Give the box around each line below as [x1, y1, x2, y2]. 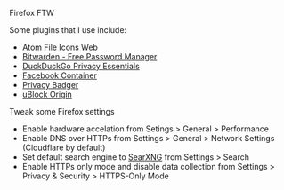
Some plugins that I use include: [9, 25, 127, 35]
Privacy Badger [21, 80, 79, 90]
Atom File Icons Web [21, 42, 98, 52]
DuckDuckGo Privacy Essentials [21, 61, 140, 71]
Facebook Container [21, 70, 98, 81]
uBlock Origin [21, 89, 73, 99]
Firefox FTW [9, 8, 55, 18]
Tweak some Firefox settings [9, 107, 115, 116]
